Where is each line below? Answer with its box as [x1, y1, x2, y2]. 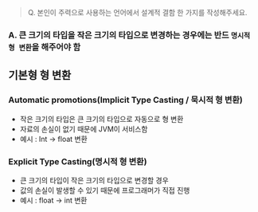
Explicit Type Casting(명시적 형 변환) [8, 155, 147, 167]
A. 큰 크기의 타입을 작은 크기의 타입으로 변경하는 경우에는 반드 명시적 [8, 29, 251, 41]
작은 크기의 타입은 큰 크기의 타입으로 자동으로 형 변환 [19, 114, 184, 124]
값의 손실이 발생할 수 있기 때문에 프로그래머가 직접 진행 [19, 185, 190, 194]
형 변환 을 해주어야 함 [8, 41, 81, 53]
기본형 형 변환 [8, 69, 72, 82]
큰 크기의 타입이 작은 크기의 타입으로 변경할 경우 [19, 175, 169, 185]
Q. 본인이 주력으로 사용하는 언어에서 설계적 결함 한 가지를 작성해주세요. [27, 8, 248, 17]
